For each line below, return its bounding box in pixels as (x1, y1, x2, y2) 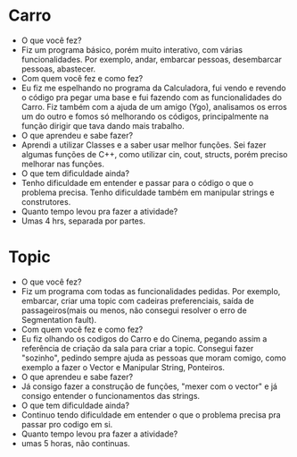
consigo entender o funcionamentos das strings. (21, 390, 201, 401)
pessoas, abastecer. (21, 63, 96, 74)
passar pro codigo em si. (21, 419, 113, 429)
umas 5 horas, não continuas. (21, 437, 130, 448)
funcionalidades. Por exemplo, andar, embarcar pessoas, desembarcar (21, 54, 283, 64)
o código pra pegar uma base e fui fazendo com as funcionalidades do (21, 91, 283, 103)
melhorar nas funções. (21, 158, 104, 169)
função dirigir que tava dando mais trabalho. (21, 120, 185, 131)
